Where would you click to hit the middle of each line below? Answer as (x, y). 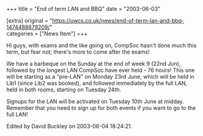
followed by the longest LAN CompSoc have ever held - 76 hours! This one (101, 70)
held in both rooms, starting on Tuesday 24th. (64, 90)
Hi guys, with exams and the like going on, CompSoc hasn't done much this (102, 45)
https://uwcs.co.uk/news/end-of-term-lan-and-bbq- (118, 20)
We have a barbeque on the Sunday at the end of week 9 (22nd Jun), (94, 64)
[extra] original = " (29, 20)
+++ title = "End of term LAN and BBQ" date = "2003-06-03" (83, 9)
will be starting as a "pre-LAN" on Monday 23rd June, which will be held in (100, 77)
